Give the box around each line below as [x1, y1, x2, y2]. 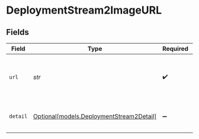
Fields [6, 27, 30, 37]
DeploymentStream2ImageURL [6, 4, 162, 17]
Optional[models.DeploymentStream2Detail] [33, 112, 157, 120]
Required [162, 45, 188, 53]
